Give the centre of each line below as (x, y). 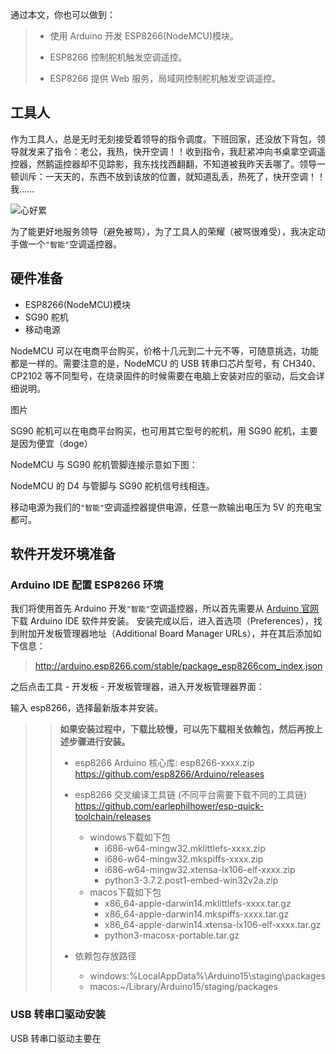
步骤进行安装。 (99, 742)
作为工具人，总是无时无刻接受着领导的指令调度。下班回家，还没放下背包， (163, 139)
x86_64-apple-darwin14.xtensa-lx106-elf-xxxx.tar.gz (213, 925)
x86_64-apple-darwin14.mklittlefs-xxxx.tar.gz (198, 904)
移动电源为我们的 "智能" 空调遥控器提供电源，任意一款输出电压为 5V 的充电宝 (166, 507)
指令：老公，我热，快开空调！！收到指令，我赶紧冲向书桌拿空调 (185, 151)
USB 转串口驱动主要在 (56, 1038)
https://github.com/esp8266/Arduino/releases (169, 774)
